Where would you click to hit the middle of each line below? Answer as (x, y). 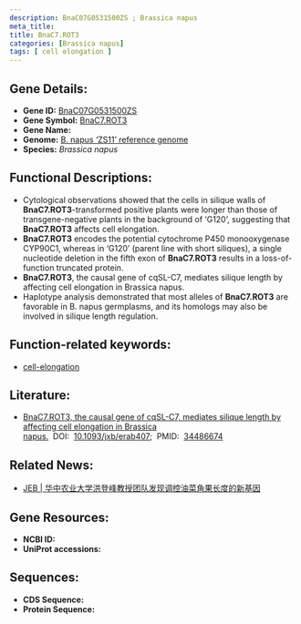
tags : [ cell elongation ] (61, 52)
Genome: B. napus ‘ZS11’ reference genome (105, 139)
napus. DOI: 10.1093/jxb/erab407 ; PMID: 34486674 (123, 436)
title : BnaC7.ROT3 (44, 35)
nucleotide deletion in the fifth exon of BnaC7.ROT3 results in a (141, 258)
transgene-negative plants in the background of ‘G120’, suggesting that (156, 219)
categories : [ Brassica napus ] (67, 43)
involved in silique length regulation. (90, 316)
